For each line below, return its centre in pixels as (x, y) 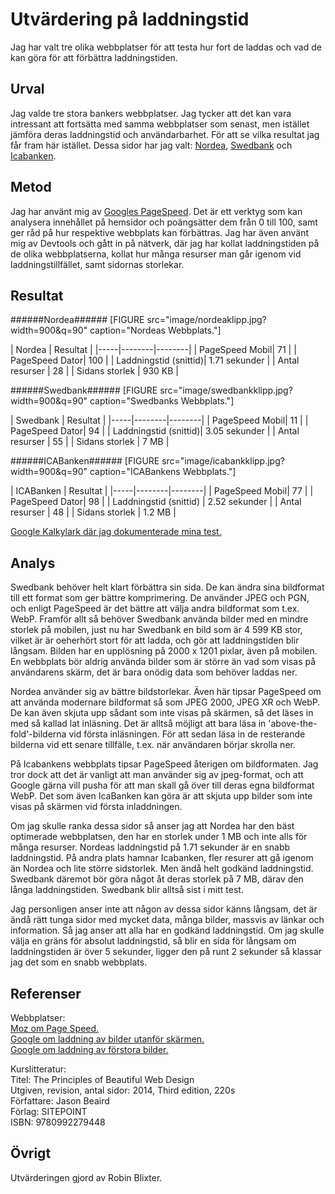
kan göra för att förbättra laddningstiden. (94, 57)
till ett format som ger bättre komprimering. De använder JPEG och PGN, (160, 598)
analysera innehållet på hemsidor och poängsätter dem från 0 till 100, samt (164, 222)
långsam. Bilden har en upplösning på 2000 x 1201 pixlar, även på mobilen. (164, 651)
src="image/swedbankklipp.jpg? (226, 390)
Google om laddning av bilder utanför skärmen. (107, 1039)
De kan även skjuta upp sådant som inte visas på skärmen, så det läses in (162, 713)
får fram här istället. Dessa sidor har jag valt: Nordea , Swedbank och (151, 145)
